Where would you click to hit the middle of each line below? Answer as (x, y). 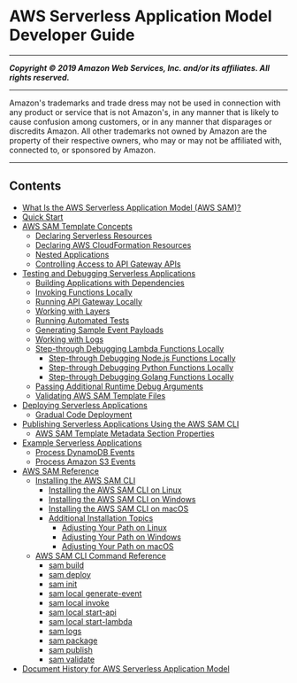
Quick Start (42, 217)
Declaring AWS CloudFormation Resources (113, 244)
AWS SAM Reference (61, 470)
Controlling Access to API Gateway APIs (108, 264)
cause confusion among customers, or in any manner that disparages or (141, 121)
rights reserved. (39, 77)
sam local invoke (79, 602)
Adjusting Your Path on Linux (114, 527)
